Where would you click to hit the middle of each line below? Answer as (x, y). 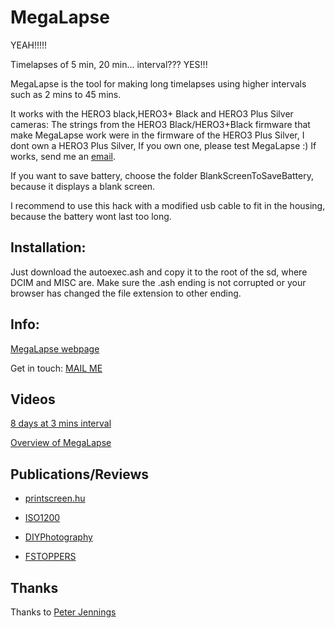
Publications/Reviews (80, 474)
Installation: (48, 247)
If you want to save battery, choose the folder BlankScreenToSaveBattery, (162, 175)
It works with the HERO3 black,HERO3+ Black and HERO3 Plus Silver (152, 113)
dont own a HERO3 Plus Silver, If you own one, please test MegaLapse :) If (163, 145)
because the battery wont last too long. (91, 216)
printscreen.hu (55, 498)
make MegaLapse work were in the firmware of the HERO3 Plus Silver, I (157, 135)
